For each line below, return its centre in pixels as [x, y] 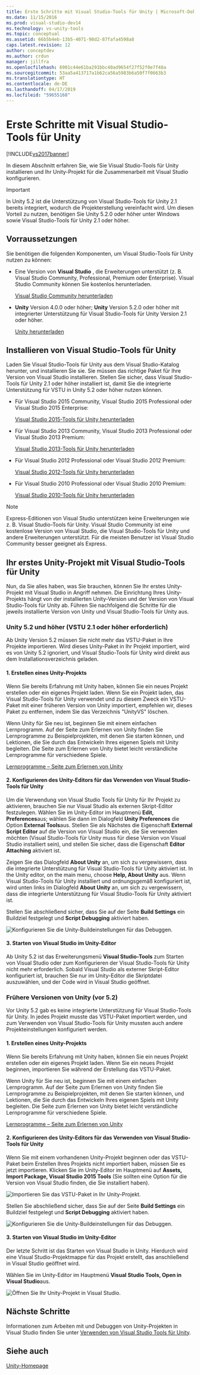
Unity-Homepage [27, 1365]
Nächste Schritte [38, 1312]
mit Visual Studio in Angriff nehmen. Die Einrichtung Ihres [95, 593]
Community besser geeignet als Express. [57, 544]
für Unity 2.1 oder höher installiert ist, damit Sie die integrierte [96, 383]
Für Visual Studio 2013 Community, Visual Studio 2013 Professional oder [103, 431]
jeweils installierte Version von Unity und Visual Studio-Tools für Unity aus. [98, 612]
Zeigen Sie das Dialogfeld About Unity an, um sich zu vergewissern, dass [97, 862]
